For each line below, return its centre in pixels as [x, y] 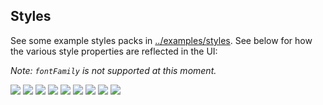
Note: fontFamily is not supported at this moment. [113, 70]
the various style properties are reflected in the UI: [114, 51]
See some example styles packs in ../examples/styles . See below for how [161, 40]
